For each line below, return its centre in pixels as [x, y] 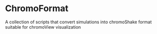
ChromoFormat [37, 8]
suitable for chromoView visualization [43, 27]
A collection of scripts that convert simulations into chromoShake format [78, 22]
